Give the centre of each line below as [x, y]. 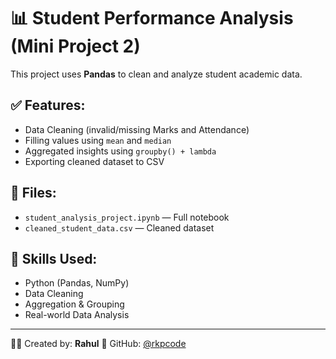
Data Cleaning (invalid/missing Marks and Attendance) [137, 129]
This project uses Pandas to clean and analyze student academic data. [156, 74]
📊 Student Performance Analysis [152, 18]
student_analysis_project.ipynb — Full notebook [127, 217]
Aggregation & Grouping [74, 304]
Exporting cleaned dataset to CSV [94, 161]
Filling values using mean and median [98, 140]
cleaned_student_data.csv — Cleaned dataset [119, 227]
